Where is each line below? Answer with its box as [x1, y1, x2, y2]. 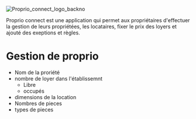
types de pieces [14, 106, 54, 113]
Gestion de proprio [6, 50, 99, 63]
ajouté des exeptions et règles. [6, 29, 80, 36]
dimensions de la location [14, 93, 77, 100]
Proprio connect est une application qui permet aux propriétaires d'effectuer [6, 17, 190, 23]
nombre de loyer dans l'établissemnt [14, 75, 103, 82]
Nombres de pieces [14, 100, 63, 107]
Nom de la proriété [14, 69, 60, 76]
